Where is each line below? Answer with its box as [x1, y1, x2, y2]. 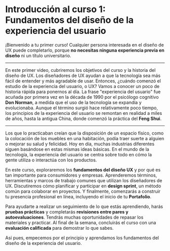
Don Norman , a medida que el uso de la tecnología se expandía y [5, 99, 142, 105]
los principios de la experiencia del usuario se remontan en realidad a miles [5, 110, 162, 116]
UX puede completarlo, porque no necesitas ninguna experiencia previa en [5, 47, 164, 53]
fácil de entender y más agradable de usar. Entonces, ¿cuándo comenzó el [5, 77, 161, 84]
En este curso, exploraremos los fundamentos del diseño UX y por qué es [5, 166, 161, 173]
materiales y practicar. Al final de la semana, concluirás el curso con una [5, 219, 156, 226]
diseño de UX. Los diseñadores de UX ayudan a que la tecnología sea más [5, 72, 161, 78]
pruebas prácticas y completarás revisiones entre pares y [5, 208, 129, 215]
